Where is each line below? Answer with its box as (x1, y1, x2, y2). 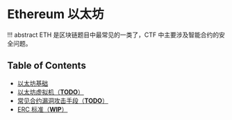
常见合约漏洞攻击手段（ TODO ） (17, 96, 109, 105)
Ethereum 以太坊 (7, 6, 104, 22)
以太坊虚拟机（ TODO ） (17, 87, 85, 96)
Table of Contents (7, 60, 87, 71)
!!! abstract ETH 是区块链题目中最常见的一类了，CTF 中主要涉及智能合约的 (7, 31, 219, 39)
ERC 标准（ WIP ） (17, 105, 68, 113)
